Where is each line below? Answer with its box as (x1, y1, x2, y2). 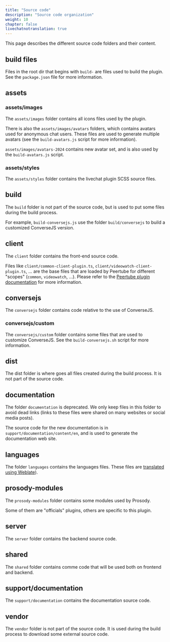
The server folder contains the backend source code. (5, 535, 117, 542)
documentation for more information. (5, 279, 83, 285)
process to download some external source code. (5, 631, 109, 637)
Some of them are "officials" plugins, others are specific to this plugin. (5, 507, 152, 513)
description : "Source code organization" (5, 12, 94, 17)
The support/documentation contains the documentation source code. (5, 597, 151, 603)
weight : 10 (5, 17, 28, 22)
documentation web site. (5, 435, 57, 442)
